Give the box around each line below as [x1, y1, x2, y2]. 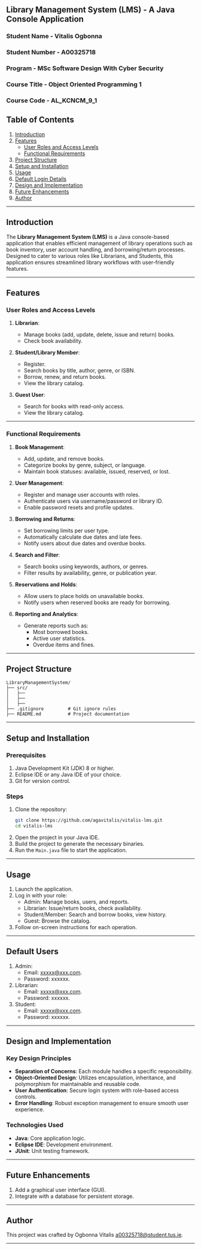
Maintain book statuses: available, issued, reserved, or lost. [23, 468, 170, 475]
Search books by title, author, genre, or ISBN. [23, 367, 136, 374]
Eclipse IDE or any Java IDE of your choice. [14, 771, 121, 778]
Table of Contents [6, 115, 75, 125]
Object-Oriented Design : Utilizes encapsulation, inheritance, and [14, 1074, 176, 1081]
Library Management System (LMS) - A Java [6, 5, 175, 15]
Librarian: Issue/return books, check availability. [23, 904, 142, 912]
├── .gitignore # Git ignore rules [6, 706, 117, 712]
